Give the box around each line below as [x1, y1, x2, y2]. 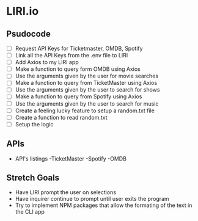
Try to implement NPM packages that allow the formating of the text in [15, 201, 193, 209]
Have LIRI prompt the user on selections [15, 189, 117, 196]
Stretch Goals [6, 172, 60, 183]
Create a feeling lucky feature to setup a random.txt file [15, 107, 155, 114]
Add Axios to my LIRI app [15, 59, 79, 66]
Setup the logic [15, 120, 54, 128]
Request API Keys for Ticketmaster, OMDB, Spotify [15, 45, 143, 52]
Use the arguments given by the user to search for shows [15, 86, 160, 93]
